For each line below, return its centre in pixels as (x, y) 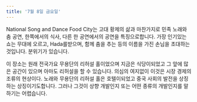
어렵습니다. (35, 93)
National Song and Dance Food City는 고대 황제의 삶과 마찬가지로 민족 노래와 (97, 29)
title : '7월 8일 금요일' (33, 11)
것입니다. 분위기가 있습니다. (38, 51)
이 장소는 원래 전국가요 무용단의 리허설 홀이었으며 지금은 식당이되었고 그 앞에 (94, 64)
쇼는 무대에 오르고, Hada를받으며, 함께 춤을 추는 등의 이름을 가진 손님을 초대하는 (98, 44)
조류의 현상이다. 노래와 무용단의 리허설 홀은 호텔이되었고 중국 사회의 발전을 (92, 78)
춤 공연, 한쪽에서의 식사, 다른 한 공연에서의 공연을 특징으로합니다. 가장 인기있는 (96, 37)
